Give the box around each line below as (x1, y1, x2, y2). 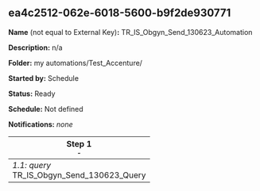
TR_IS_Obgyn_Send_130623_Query (12, 170, 146, 181)
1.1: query (12, 159, 52, 170)
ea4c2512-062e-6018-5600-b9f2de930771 (8, 6, 231, 20)
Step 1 (66, 138, 92, 149)
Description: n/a (8, 43, 63, 52)
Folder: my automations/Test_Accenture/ (8, 58, 143, 67)
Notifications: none (8, 119, 73, 129)
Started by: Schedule (8, 73, 80, 82)
